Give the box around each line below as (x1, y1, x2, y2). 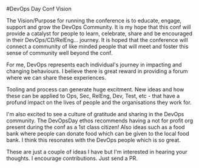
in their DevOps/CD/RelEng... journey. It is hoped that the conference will (6, 37, 188, 43)
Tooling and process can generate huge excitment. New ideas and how (6, 86, 184, 93)
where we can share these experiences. (6, 74, 106, 81)
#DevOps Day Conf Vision (6, 5, 72, 12)
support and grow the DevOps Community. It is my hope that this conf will (6, 24, 191, 30)
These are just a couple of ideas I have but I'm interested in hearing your (6, 149, 188, 155)
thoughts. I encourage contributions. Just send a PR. (6, 155, 138, 162)
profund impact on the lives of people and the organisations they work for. (6, 99, 192, 106)
